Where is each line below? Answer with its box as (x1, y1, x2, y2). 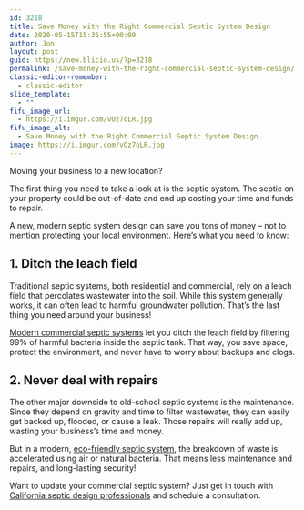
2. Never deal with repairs (9, 372, 159, 388)
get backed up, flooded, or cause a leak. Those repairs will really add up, (9, 416, 283, 427)
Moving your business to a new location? (9, 165, 163, 176)
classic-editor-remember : (9, 73, 107, 82)
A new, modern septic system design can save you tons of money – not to (9, 219, 287, 230)
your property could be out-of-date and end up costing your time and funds (9, 192, 294, 203)
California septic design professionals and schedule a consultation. (9, 490, 261, 501)
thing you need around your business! (9, 309, 152, 320)
